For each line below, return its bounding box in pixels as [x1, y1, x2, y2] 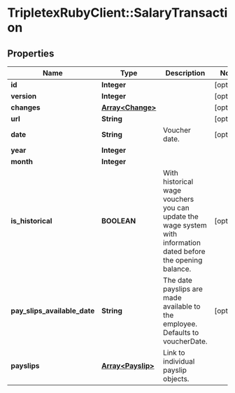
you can [163, 203, 190, 212]
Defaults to [163, 328, 199, 337]
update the [163, 212, 199, 221]
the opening [163, 255, 203, 265]
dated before [163, 246, 206, 256]
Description [165, 68, 206, 77]
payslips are [163, 284, 203, 294]
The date [163, 276, 192, 285]
